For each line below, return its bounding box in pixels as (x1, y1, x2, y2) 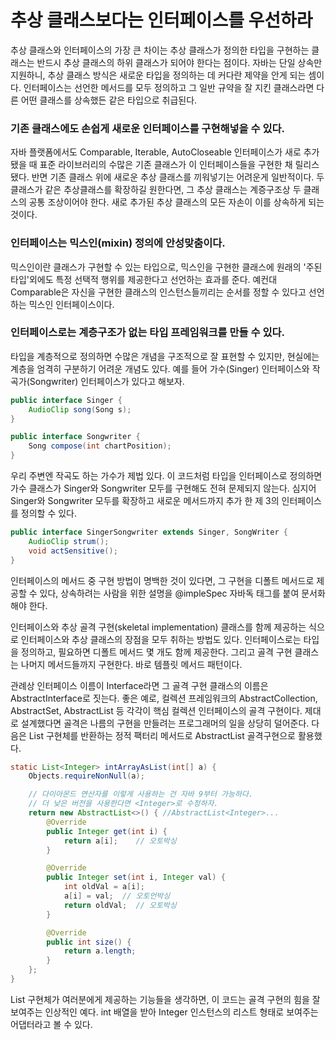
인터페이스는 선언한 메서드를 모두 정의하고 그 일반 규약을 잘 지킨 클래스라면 (23, 81, 315, 93)
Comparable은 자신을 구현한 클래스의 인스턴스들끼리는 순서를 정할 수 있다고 (10, 286, 307, 298)
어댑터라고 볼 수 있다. (10, 1018, 93, 1030)
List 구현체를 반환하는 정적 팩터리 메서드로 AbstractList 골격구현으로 (28, 729, 296, 741)
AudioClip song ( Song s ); (28, 404, 132, 415)
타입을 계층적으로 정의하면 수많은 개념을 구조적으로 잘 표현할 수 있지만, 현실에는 (10, 350, 320, 362)
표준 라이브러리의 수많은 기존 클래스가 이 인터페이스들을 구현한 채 (39, 159, 293, 171)
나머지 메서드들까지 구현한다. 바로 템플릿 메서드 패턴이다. (20, 658, 243, 670)
